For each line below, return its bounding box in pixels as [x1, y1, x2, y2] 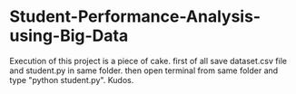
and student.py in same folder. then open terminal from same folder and [9, 65, 279, 76]
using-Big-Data [9, 25, 129, 46]
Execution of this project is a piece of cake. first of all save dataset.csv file [9, 55, 288, 66]
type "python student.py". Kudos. [9, 74, 134, 85]
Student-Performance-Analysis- [9, 6, 261, 27]
